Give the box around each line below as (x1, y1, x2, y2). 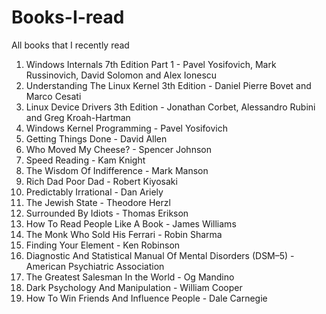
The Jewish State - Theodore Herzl (25, 196, 171, 208)
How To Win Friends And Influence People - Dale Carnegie (25, 292, 268, 304)
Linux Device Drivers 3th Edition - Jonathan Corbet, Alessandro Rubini (25, 101, 316, 113)
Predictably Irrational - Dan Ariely (25, 186, 164, 198)
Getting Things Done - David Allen (25, 132, 168, 145)
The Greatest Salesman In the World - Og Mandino (25, 271, 235, 283)
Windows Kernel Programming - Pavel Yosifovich (25, 122, 228, 134)
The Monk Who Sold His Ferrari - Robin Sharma (25, 228, 223, 240)
